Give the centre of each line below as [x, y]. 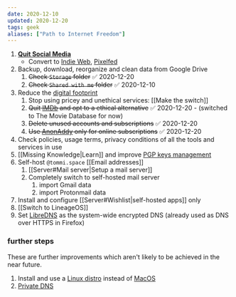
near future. [25, 264]
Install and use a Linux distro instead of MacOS [87, 278]
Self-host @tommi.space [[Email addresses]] [81, 162]
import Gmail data [65, 185]
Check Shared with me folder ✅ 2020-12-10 [92, 85]
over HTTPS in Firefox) [51, 223]
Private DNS [36, 286]
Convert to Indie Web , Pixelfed [73, 62]
